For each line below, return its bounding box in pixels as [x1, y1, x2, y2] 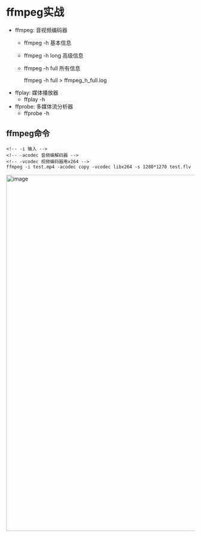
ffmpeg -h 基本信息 [23, 39, 72, 46]
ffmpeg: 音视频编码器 [14, 26, 68, 34]
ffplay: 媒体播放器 [14, 89, 59, 96]
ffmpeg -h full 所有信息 [23, 64, 81, 72]
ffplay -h [23, 95, 45, 102]
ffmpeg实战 [6, 5, 65, 19]
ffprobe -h [23, 109, 50, 117]
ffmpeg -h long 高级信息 [23, 52, 84, 59]
